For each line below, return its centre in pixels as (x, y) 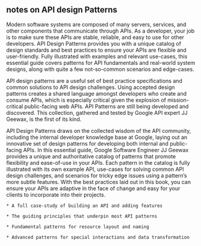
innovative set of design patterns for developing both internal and (87, 143)
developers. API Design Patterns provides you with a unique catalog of (94, 43)
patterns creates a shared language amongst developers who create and (97, 93)
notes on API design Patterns (62, 10)
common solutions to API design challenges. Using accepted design (91, 87)
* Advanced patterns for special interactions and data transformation (98, 237)
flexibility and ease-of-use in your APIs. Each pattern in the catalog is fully (98, 162)
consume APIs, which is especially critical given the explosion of (86, 100)
